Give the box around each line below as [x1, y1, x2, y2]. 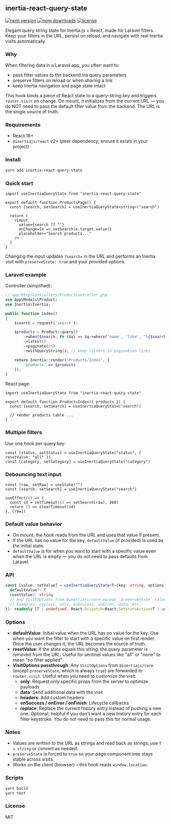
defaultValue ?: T [10, 588, 47, 593]
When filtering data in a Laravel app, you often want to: [5, 62, 120, 68]
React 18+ [12, 133, 34, 139]
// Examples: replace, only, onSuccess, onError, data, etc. [10, 602, 142, 607]
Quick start [5, 180, 34, 187]
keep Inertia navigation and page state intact [12, 83, 106, 89]
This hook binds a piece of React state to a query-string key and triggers [5, 93, 157, 99]
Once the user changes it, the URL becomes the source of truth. [12, 641, 147, 647]
